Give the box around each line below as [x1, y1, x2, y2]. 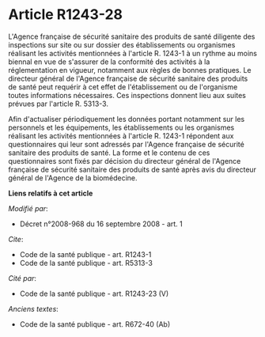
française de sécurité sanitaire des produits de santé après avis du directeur [8, 165, 257, 174]
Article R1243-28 [8, 6, 123, 24]
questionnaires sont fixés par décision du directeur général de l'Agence [8, 156, 241, 165]
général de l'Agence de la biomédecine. [8, 172, 138, 183]
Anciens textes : [8, 304, 59, 313]
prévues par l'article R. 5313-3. [8, 99, 109, 108]
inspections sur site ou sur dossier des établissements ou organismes [8, 40, 236, 49]
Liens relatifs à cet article [8, 188, 93, 198]
